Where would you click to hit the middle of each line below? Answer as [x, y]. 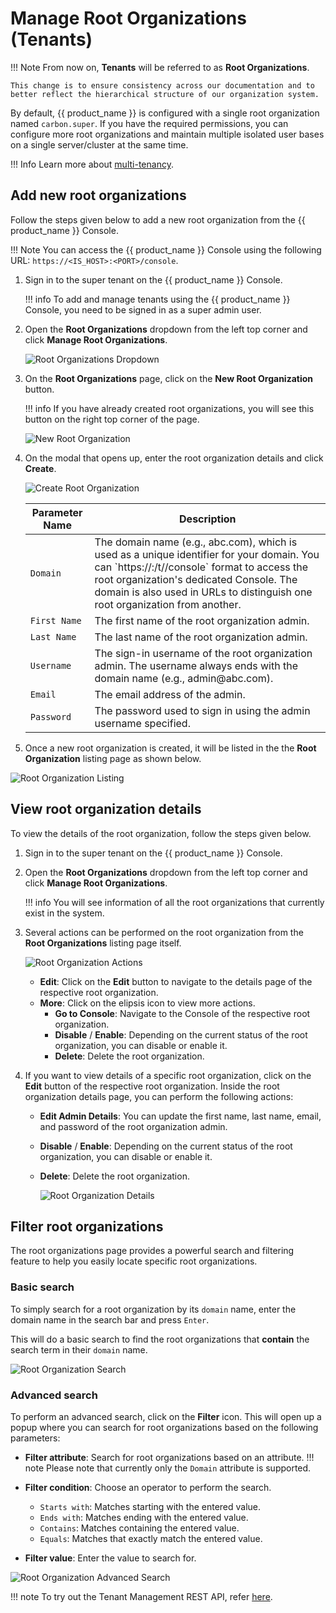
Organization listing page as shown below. [113, 758]
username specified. [142, 723]
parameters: [35, 1438]
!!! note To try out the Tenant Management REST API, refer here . [141, 1596]
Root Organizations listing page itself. [103, 943]
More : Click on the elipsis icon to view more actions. [147, 1003]
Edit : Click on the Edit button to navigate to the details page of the [176, 981]
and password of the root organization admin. [133, 1126]
